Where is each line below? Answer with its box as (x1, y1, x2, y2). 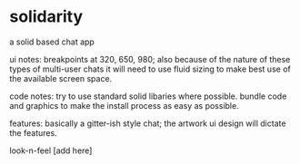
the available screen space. (9, 72, 113, 83)
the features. (9, 127, 57, 138)
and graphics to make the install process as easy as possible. (9, 100, 239, 111)
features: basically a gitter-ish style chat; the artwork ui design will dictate (9, 118, 286, 129)
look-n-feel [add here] (9, 145, 93, 156)
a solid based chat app (9, 36, 95, 47)
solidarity (9, 6, 84, 27)
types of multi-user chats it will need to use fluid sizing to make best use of (9, 63, 291, 74)
